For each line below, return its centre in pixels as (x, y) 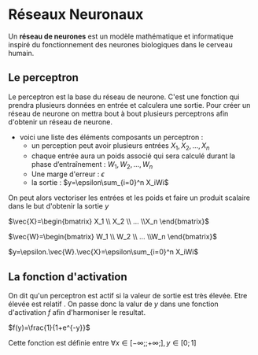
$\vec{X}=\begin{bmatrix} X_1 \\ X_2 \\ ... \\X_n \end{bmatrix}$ (109, 221)
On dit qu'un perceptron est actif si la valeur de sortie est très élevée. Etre (128, 296)
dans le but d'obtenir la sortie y (59, 206)
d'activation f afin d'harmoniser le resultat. (77, 312)
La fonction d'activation (68, 277)
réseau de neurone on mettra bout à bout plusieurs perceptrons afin (118, 113)
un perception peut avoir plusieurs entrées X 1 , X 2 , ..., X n (120, 146)
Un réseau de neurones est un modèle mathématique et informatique (121, 36)
